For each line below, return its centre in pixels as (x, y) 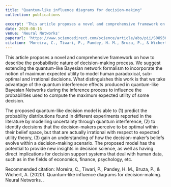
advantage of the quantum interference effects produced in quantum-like (82, 84)
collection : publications (33, 15)
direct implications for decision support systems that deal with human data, (84, 154)
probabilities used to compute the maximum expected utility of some (77, 95)
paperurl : (16, 38)
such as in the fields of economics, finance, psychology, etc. (69, 159)
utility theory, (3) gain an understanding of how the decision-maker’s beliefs (85, 138)
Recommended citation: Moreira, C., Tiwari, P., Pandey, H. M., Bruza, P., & (83, 169)
